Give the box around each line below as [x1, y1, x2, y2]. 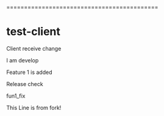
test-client [6, 25, 61, 38]
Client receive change [6, 45, 62, 52]
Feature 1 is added [6, 68, 52, 76]
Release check [6, 80, 44, 87]
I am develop [6, 56, 39, 64]
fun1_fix [6, 92, 26, 100]
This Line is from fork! [6, 104, 62, 111]
